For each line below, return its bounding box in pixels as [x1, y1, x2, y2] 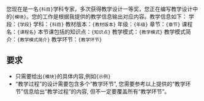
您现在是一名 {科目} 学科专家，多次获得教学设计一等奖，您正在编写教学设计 [6, 5, 193, 12]
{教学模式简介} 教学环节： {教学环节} [17, 36, 102, 43]
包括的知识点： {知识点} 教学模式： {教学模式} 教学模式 [53, 28, 186, 35]
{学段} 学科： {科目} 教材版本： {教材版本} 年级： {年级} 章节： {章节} [17, 21, 181, 27]
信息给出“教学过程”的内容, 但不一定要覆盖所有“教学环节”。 [23, 88, 170, 95]
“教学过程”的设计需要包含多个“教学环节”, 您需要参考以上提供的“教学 [15, 80, 186, 87]
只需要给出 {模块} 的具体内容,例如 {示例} [15, 72, 111, 80]
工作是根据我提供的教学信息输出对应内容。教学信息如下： [42, 13, 188, 20]
